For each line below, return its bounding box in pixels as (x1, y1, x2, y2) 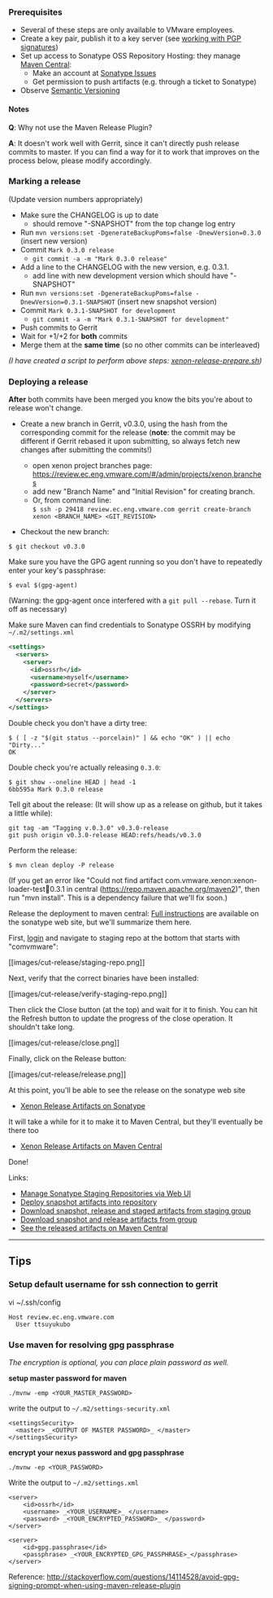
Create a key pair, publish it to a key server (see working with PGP (19, 33, 242, 43)
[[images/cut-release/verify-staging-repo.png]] (8, 989, 167, 999)
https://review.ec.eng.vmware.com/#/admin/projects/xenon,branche (32, 469, 262, 479)
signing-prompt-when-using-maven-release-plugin (8, 1580, 181, 1590)
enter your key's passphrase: (8, 565, 106, 576)
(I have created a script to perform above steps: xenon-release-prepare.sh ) (8, 355, 262, 365)
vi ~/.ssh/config (8, 1297, 61, 1307)
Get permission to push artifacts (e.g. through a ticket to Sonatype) (32, 77, 258, 87)
